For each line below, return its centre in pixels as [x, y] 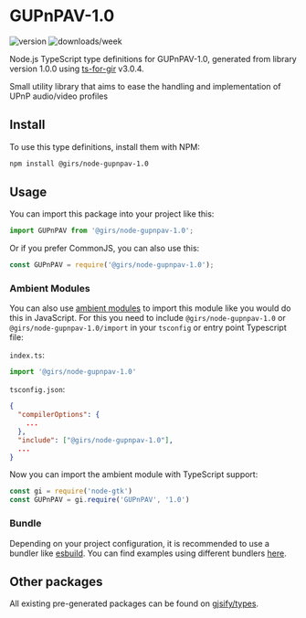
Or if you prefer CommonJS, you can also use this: [105, 249]
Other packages [56, 581]
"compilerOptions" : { [59, 415]
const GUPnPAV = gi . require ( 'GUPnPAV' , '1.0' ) [100, 500]
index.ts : [27, 355]
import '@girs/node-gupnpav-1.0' [73, 372]
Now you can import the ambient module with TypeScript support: [134, 474]
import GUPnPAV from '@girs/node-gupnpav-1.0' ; [102, 231]
